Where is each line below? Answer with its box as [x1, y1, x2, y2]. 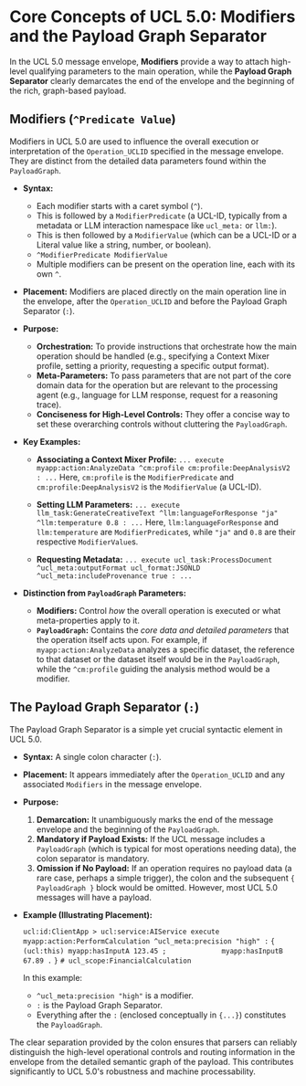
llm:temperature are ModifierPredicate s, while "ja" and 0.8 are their [36, 526, 296, 537]
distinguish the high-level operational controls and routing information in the [9, 1046, 295, 1057]
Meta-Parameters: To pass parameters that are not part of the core [36, 370, 292, 381]
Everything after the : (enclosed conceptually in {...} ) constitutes [36, 1009, 287, 1020]
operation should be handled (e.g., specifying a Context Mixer [36, 350, 270, 362]
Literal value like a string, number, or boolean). [36, 239, 212, 250]
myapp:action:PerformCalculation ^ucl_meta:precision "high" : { [22, 936, 276, 946]
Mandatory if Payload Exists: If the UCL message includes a [36, 833, 266, 844]
